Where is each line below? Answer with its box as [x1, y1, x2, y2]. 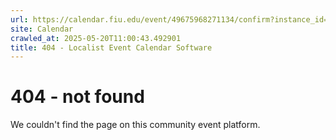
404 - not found [10, 86, 145, 108]
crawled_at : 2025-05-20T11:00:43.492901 [10, 33, 182, 43]
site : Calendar [10, 24, 74, 34]
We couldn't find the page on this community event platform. [10, 119, 261, 131]
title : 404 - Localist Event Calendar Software [10, 42, 213, 53]
